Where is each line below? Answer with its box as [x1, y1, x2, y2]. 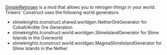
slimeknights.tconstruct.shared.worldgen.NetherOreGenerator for [12, 19, 147, 25]
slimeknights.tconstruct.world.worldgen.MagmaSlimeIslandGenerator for [12, 40, 162, 46]
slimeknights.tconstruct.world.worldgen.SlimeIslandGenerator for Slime [12, 30, 160, 35]
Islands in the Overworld [12, 35, 63, 41]
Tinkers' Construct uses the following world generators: [5, 9, 120, 15]
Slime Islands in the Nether [12, 46, 68, 51]
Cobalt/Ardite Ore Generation [12, 24, 73, 30]
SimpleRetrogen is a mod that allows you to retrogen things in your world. [5, 4, 156, 10]
